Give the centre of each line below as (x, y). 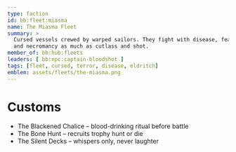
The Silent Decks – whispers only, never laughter (88, 141)
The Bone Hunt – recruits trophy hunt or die (80, 134)
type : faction (28, 14)
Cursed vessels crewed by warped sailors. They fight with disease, (116, 40)
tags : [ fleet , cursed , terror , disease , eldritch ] (83, 66)
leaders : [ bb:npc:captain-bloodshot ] (66, 60)
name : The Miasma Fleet (42, 27)
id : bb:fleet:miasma (38, 20)
